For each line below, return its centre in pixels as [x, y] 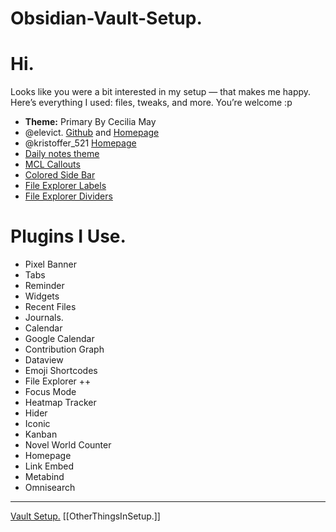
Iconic [37, 424]
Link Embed [49, 466]
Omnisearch [50, 488]
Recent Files [50, 307]
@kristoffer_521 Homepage [80, 143]
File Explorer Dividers [68, 196]
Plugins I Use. [68, 236]
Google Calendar [59, 339]
